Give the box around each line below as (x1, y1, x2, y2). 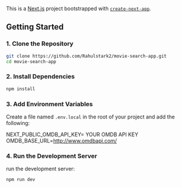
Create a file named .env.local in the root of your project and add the (6, 113, 175, 120)
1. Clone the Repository (6, 39, 73, 48)
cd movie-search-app (6, 58, 57, 64)
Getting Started (6, 22, 64, 32)
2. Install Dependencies (6, 72, 75, 81)
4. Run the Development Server (6, 151, 98, 160)
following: (6, 119, 30, 126)
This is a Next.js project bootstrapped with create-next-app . (6, 5, 152, 12)
